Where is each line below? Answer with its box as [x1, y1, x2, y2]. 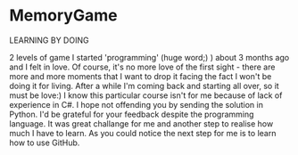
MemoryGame [9, 5, 118, 26]
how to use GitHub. [9, 137, 80, 148]
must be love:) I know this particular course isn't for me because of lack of [9, 90, 283, 101]
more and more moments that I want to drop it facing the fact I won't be [9, 70, 272, 81]
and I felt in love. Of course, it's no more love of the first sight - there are [9, 61, 276, 72]
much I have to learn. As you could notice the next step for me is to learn [9, 127, 277, 138]
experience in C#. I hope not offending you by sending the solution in [9, 99, 263, 110]
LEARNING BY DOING [9, 35, 89, 45]
